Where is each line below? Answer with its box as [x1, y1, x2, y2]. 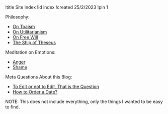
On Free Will [12, 34, 38, 40]
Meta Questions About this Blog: [5, 74, 72, 79]
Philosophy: [5, 14, 30, 19]
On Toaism [12, 23, 35, 29]
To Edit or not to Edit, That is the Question [12, 83, 99, 89]
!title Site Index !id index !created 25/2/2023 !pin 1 [5, 4, 108, 10]
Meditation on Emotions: [5, 49, 56, 55]
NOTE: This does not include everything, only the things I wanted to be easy [5, 98, 163, 104]
